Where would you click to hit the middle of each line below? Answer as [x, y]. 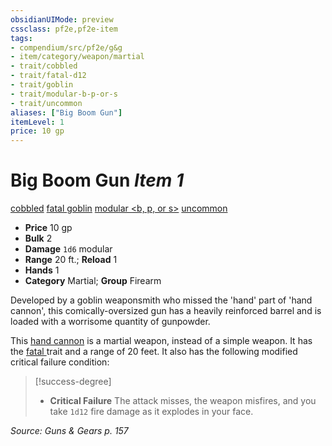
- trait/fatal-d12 [48, 76]
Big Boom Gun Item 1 [97, 180]
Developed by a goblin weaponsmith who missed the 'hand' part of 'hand [161, 300]
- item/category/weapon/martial [77, 57]
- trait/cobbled [44, 66]
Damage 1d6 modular [68, 249]
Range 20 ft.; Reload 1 [71, 260]
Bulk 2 [38, 238]
